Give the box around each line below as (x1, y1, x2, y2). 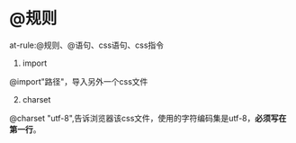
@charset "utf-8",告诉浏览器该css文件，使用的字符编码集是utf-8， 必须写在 (9, 112, 287, 123)
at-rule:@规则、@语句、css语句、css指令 (9, 40, 165, 50)
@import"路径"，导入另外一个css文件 (9, 76, 148, 86)
